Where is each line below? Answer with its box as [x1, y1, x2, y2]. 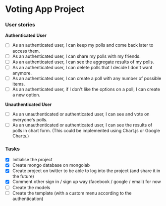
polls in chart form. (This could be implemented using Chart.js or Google [12, 127, 160, 133]
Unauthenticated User [5, 101, 52, 107]
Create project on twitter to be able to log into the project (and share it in [12, 168, 161, 174]
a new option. [12, 92, 41, 98]
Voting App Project [5, 3, 85, 15]
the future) [12, 173, 35, 180]
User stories [5, 21, 36, 28]
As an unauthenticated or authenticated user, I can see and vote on [12, 111, 150, 117]
